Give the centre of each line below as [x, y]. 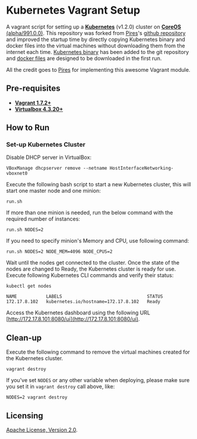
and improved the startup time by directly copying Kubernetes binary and [96, 39]
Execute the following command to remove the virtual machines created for [98, 352]
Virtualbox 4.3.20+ [39, 109]
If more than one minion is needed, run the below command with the [90, 213]
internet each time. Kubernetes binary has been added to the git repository [98, 52]
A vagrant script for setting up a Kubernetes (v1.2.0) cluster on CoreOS [94, 27]
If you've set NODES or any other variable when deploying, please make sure [98, 380]
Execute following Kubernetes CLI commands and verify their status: [90, 275]
